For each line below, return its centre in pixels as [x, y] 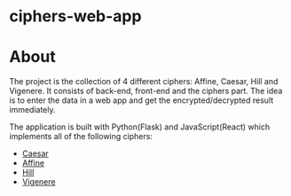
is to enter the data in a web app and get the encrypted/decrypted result [142, 100]
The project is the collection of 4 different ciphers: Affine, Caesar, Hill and [144, 82]
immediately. [32, 110]
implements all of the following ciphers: [81, 137]
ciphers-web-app [75, 16]
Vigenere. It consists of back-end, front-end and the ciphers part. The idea [146, 91]
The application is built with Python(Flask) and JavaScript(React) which [140, 127]
